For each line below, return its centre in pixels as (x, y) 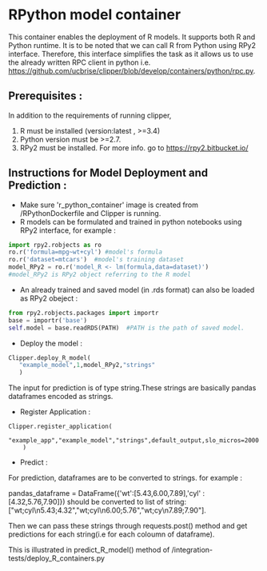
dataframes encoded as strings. (61, 397)
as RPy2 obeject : (49, 298)
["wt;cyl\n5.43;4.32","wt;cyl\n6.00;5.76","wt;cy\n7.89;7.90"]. (107, 510)
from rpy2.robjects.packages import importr (84, 313)
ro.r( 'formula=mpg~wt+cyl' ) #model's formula (85, 252)
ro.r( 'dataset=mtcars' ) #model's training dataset (96, 260)
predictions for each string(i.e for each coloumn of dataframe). (112, 534)
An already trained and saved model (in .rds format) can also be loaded (137, 289)
